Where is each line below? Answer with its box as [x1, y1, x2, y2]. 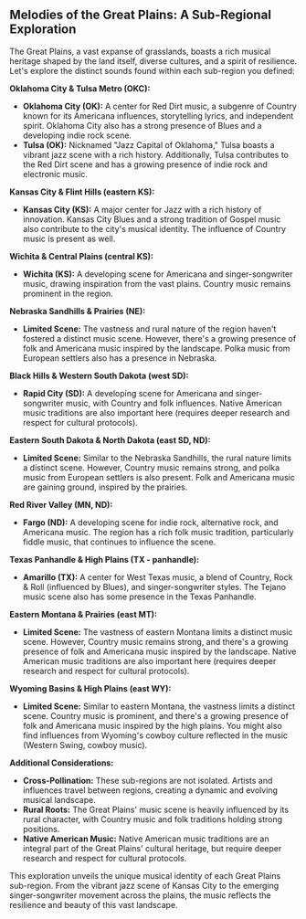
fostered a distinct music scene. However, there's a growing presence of [22, 333, 297, 343]
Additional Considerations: [9, 757, 114, 768]
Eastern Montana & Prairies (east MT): [9, 608, 158, 619]
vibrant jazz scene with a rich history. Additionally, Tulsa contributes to [22, 149, 290, 160]
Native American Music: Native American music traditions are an [22, 833, 269, 844]
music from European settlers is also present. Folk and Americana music [22, 471, 295, 482]
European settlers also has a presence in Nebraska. [22, 352, 217, 364]
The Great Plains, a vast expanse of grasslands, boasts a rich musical [9, 46, 271, 57]
